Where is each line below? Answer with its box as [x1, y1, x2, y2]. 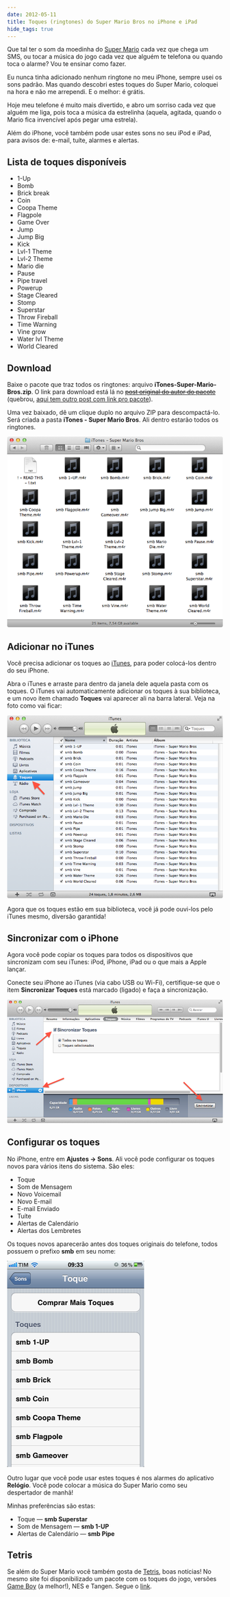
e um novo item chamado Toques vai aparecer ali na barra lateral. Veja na [7, 694, 216, 703]
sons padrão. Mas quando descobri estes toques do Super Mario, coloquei [7, 80, 218, 89]
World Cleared [16, 342, 58, 350]
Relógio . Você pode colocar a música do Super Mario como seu [7, 1481, 188, 1489]
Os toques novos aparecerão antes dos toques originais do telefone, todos [7, 1240, 218, 1248]
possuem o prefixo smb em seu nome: [7, 1247, 116, 1255]
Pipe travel [16, 277, 48, 285]
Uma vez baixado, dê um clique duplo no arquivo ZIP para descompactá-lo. [7, 409, 220, 416]
